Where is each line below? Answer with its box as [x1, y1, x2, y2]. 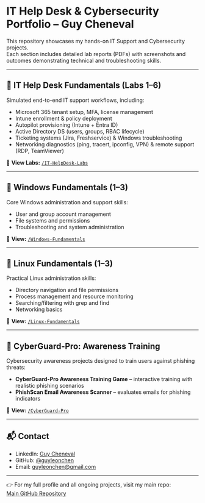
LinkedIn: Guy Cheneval [15, 450, 75, 457]
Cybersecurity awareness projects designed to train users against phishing [6, 357, 195, 365]
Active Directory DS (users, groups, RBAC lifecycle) [15, 127, 145, 135]
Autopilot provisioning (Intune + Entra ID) [15, 121, 118, 129]
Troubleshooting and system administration [15, 223, 124, 230]
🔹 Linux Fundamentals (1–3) [6, 258, 113, 269]
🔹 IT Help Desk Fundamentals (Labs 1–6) [6, 80, 162, 91]
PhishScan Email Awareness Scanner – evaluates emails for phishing [15, 388, 191, 396]
